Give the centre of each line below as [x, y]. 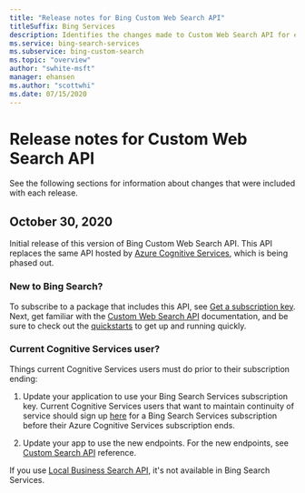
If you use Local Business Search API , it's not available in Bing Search [140, 470]
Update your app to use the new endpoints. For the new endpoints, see [155, 443]
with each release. [44, 193]
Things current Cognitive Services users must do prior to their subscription [150, 368]
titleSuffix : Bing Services [63, 26]
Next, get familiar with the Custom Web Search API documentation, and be [149, 316]
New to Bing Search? [56, 287]
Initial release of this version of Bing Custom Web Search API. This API [141, 244]
